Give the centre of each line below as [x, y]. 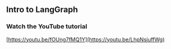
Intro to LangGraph [42, 10]
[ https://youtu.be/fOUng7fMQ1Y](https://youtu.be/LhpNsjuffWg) [85, 39]
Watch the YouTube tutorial [47, 27]
